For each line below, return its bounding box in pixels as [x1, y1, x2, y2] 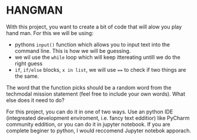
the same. [14, 72, 40, 79]
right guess [14, 60, 43, 67]
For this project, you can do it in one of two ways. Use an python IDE [6, 108, 173, 115]
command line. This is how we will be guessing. [14, 47, 131, 54]
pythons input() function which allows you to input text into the [14, 41, 170, 48]
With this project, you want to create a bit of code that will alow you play [6, 23, 182, 30]
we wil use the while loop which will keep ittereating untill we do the [14, 53, 180, 61]
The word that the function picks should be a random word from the [6, 84, 172, 91]
